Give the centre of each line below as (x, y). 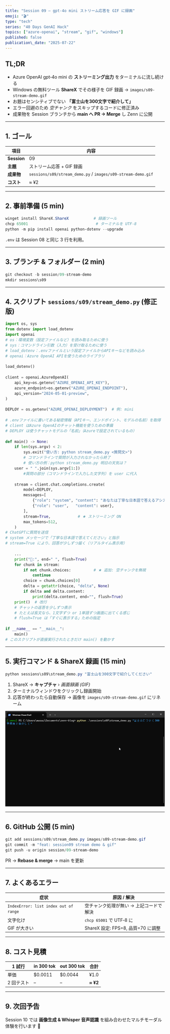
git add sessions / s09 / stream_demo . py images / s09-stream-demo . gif (75, 840)
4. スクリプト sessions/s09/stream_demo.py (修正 (81, 302)
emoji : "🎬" (17, 16)
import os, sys (21, 324)
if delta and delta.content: (54, 592)
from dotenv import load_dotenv (39, 329)
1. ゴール (18, 136)
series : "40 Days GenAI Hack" (37, 27)
